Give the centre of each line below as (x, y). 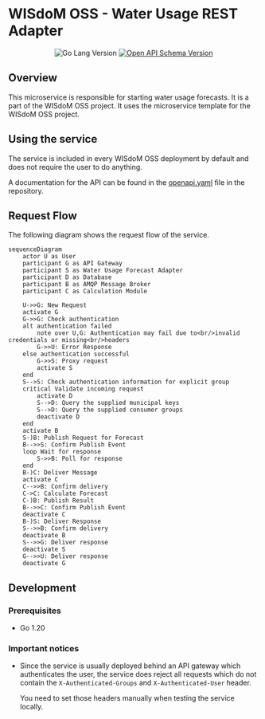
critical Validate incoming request (84, 389)
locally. (31, 707)
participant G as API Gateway (73, 264)
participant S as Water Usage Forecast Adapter (103, 271)
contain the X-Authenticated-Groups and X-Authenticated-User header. (136, 683)
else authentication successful (76, 354)
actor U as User (50, 257)
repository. (26, 191)
